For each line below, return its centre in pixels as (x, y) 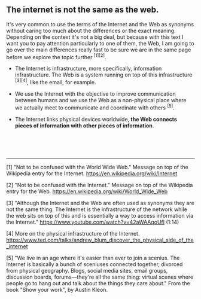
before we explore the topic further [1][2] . (56, 56)
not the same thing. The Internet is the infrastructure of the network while (97, 209)
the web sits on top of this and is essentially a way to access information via (100, 215)
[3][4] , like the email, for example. (55, 82)
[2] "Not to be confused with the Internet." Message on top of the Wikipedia (100, 185)
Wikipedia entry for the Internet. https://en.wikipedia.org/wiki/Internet (92, 173)
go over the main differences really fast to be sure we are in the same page (99, 50)
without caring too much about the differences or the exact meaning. (91, 30)
